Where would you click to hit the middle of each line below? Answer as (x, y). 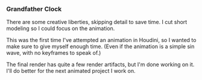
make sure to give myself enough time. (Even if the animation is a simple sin (100, 46)
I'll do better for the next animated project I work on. (71, 71)
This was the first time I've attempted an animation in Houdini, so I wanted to (101, 40)
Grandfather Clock (34, 9)
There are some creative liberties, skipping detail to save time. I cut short (97, 22)
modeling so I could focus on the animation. (61, 28)
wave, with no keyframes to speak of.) (54, 53)
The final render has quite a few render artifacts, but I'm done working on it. (100, 64)
